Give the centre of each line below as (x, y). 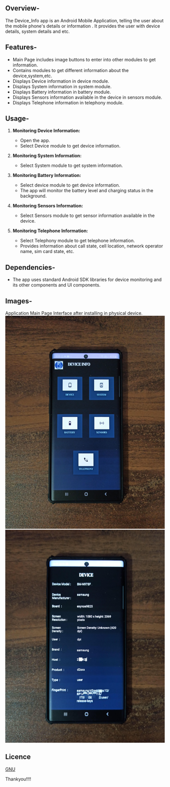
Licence (18, 757)
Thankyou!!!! (18, 779)
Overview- (22, 8)
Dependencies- (30, 267)
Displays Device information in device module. (61, 81)
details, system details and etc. (37, 31)
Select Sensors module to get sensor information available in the (88, 216)
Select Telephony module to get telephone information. (77, 241)
